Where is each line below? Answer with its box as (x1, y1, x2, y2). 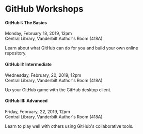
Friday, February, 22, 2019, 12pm (5, 108, 70, 115)
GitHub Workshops (5, 3, 84, 15)
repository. (5, 50, 27, 56)
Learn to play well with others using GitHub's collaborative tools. (5, 123, 134, 129)
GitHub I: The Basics (5, 19, 47, 25)
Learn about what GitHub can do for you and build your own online (5, 45, 138, 51)
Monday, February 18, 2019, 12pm (5, 31, 72, 36)
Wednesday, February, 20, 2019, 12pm (5, 72, 81, 78)
